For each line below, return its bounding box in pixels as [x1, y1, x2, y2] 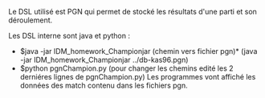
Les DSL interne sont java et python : [8, 31, 131, 40]
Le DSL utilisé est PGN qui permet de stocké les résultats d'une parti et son [8, 7, 257, 16]
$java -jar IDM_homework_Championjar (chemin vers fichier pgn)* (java [19, 47, 258, 55]
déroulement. [8, 15, 53, 25]
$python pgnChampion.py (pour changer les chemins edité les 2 [19, 63, 234, 73]
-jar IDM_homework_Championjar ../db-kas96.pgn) [19, 55, 189, 64]
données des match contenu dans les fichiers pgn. [19, 80, 188, 90]
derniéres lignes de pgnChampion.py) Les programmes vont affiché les [19, 72, 256, 81]
